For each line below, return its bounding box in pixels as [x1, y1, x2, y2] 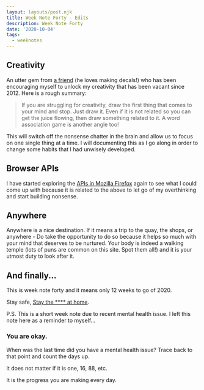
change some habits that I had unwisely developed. [6, 145, 136, 153]
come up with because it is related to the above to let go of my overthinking [6, 186, 197, 193]
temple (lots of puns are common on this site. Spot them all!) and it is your [6, 246, 192, 253]
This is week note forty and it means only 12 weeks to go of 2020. [6, 287, 172, 294]
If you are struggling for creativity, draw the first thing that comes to [21, 101, 192, 108]
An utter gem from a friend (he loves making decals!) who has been [6, 76, 177, 83]
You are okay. [6, 332, 48, 340]
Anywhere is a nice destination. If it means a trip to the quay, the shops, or [6, 227, 194, 234]
